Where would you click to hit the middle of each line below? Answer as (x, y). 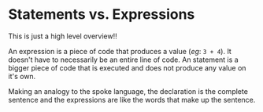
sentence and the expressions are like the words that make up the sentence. (132, 99)
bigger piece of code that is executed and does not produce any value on (127, 67)
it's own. (22, 76)
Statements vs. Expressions (102, 14)
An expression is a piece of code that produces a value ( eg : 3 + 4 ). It (120, 51)
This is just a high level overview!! (63, 36)
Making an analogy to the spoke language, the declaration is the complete (128, 91)
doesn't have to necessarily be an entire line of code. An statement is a (123, 60)
